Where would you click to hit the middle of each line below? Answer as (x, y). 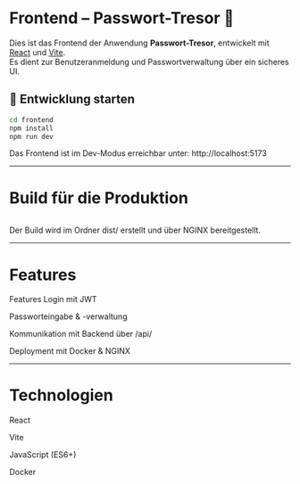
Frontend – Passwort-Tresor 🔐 (122, 18)
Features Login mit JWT (53, 299)
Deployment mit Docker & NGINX (70, 351)
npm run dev (31, 136)
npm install (31, 128)
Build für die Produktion (99, 197)
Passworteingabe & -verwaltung (68, 316)
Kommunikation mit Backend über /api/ (81, 334)
